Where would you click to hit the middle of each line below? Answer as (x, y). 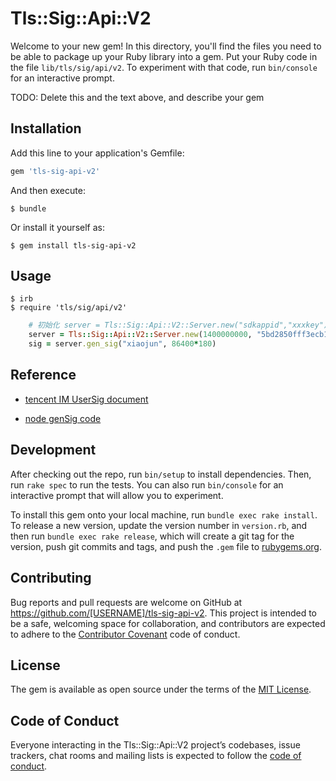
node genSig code (63, 418)
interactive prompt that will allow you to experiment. (117, 495)
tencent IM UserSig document (86, 399)
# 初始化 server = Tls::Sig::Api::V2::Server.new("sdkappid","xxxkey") (178, 325)
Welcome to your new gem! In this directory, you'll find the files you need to (166, 46)
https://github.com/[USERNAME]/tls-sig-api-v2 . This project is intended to (163, 613)
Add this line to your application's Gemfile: (97, 153)
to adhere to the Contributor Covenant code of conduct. (125, 634)
